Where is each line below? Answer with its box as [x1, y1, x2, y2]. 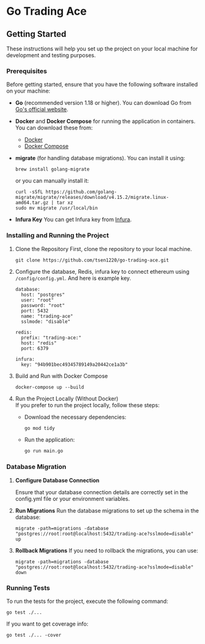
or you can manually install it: [15, 177, 89, 185]
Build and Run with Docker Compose [15, 372, 108, 379]
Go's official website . [15, 106, 69, 113]
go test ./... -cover [6, 632, 62, 638]
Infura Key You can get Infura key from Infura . [15, 216, 132, 223]
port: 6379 [21, 345, 49, 351]
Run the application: [24, 436, 75, 443]
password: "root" [21, 302, 65, 308]
